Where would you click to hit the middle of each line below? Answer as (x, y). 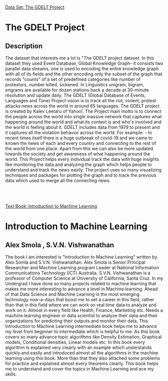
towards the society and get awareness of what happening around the (78, 154)
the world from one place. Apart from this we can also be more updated (79, 148)
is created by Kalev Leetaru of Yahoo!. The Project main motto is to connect (83, 111)
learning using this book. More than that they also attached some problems (83, 358)
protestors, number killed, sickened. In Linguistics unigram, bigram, (75, 84)
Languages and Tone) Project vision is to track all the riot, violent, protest (81, 101)
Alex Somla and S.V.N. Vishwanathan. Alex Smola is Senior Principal (75, 262)
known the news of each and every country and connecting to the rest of (81, 143)
